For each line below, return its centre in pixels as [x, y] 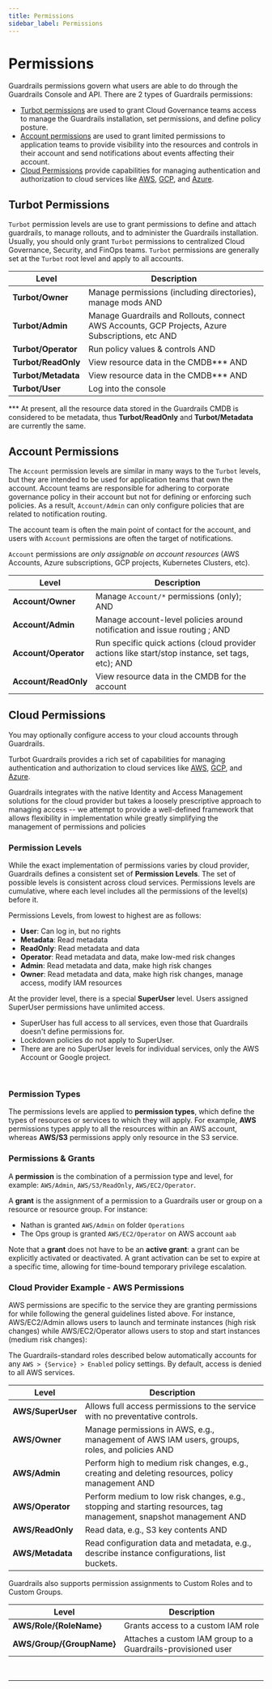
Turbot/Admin [40, 326]
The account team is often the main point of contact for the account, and [130, 530]
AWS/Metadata [42, 1554]
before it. [23, 900]
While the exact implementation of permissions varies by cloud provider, [129, 865]
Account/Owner [44, 602]
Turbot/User [36, 388]
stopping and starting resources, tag [154, 1507]
